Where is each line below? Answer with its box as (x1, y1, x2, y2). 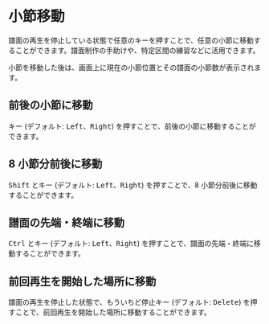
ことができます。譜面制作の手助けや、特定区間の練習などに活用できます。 (14, 45, 260, 55)
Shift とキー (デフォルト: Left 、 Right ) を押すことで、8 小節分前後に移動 (8, 180, 258, 190)
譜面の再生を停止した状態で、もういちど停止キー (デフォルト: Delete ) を (8, 297, 251, 307)
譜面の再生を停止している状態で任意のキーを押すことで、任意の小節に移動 (8, 35, 255, 45)
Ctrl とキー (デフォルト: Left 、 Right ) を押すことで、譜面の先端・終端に (8, 239, 255, 248)
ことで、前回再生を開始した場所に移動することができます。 (14, 307, 211, 318)
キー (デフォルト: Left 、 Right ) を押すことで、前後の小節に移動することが (8, 121, 256, 131)
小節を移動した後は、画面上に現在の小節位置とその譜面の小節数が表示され (8, 62, 255, 72)
